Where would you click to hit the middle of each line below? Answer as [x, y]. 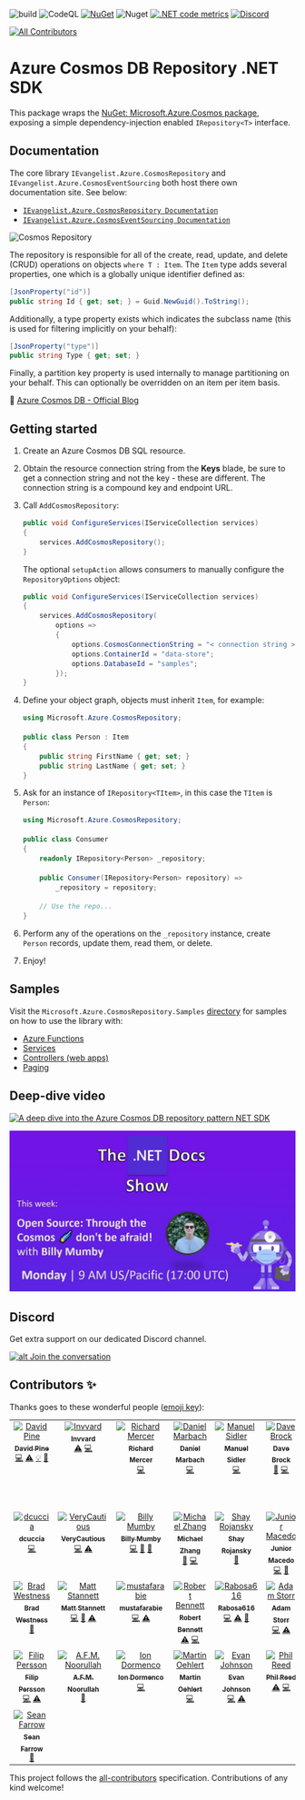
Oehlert [190, 1689]
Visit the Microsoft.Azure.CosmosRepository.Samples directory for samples [148, 1011]
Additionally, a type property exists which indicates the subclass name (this [151, 319]
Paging [36, 1067]
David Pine [32, 1448]
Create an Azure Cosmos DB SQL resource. [104, 451]
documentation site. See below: [69, 192]
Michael [190, 1539]
